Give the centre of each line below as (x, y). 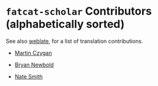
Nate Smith (29, 76)
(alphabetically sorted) (65, 24)
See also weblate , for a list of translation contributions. (74, 41)
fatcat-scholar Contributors (79, 11)
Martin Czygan (33, 52)
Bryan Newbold (34, 65)
